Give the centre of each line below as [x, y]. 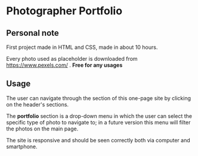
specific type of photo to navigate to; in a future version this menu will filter [98, 122]
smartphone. [22, 146]
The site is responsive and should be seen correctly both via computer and [98, 140]
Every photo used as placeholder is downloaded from [72, 59]
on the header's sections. [38, 104]
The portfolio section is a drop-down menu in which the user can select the [99, 116]
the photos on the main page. [42, 129]
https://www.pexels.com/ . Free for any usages [64, 65]
